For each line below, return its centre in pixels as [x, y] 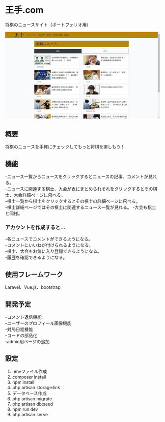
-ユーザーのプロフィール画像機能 [38, 323]
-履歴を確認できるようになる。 [36, 257]
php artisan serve [30, 414]
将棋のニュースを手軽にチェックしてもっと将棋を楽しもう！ [65, 147]
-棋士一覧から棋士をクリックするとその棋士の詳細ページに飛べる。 [73, 201]
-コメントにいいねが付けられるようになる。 [49, 245]
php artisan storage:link [36, 387]
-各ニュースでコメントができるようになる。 [49, 239]
